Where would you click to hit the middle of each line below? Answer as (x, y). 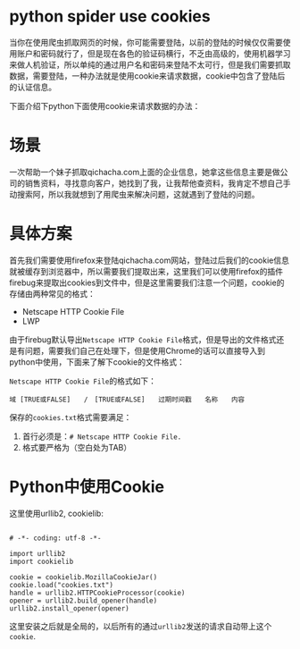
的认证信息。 (33, 87)
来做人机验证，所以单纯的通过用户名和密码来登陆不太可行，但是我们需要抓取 (150, 64)
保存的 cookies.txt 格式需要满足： (71, 417)
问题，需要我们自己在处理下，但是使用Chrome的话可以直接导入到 (145, 350)
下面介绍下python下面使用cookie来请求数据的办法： (105, 105)
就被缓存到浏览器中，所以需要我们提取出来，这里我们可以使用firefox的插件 (146, 271)
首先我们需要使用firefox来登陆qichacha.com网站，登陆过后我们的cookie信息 (150, 260)
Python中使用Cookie (87, 487)
